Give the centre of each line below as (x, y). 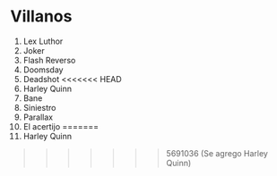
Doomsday (43, 70)
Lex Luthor (43, 41)
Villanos (41, 17)
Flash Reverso (49, 60)
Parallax (38, 117)
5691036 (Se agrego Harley (217, 153)
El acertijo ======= (61, 126)
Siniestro (39, 107)
